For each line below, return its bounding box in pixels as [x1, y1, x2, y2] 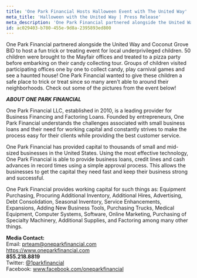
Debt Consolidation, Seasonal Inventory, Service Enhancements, [6, 198, 162, 205]
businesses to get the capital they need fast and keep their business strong [6, 168, 188, 176]
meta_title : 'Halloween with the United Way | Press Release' [6, 14, 161, 20]
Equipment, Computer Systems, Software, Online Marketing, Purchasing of [6, 211, 186, 218]
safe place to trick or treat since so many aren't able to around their [6, 78, 169, 85]
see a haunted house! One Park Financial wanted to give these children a [6, 72, 182, 79]
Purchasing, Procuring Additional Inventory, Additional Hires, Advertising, [6, 192, 183, 199]
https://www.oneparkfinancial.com [6, 247, 90, 254]
